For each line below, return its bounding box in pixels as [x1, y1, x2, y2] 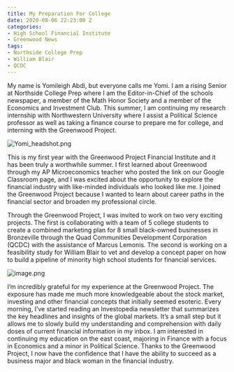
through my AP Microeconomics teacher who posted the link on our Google [7, 168, 225, 176]
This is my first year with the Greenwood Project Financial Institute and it [7, 153, 216, 161]
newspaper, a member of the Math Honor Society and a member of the [7, 96, 212, 105]
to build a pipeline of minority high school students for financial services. [7, 255, 217, 264]
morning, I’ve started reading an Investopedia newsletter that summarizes [7, 304, 219, 313]
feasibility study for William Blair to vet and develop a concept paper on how [7, 248, 227, 256]
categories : [7, 23, 42, 30]
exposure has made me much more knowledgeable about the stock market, [7, 290, 225, 298]
